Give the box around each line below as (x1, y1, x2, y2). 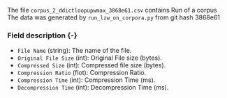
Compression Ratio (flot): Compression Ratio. (17, 69, 147, 77)
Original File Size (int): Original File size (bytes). (17, 54, 163, 62)
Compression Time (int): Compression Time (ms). (17, 76, 156, 84)
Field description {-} (7, 31, 78, 40)
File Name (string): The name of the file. (17, 47, 132, 55)
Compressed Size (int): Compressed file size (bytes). (17, 61, 166, 70)
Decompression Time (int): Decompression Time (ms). (17, 83, 169, 92)
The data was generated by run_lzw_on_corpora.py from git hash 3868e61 (7, 13, 221, 22)
